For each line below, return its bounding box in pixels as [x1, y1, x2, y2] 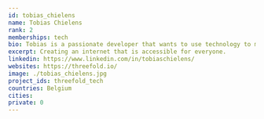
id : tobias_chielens [8, 11, 76, 20]
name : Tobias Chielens [8, 19, 82, 27]
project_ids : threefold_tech [8, 77, 104, 85]
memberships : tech [8, 33, 68, 41]
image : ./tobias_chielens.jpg [8, 70, 108, 78]
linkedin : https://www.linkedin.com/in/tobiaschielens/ [8, 56, 195, 63]
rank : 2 [8, 26, 34, 34]
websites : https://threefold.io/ [8, 63, 118, 70]
